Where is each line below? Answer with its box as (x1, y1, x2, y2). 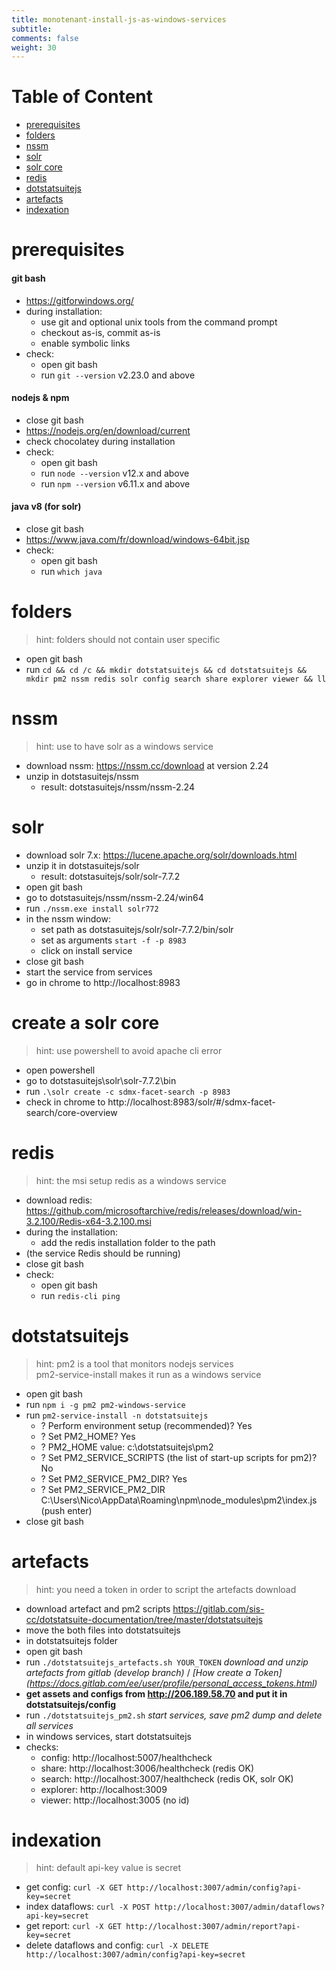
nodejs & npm (11, 392, 70, 404)
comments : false (11, 33, 79, 43)
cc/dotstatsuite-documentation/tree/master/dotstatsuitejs (25, 1613, 263, 1625)
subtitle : (11, 24, 53, 34)
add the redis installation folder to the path (40, 1236, 216, 1248)
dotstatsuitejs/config (25, 1698, 117, 1710)
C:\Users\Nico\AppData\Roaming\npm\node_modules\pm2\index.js (40, 1494, 318, 1506)
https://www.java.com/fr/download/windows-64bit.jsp (25, 533, 250, 545)
